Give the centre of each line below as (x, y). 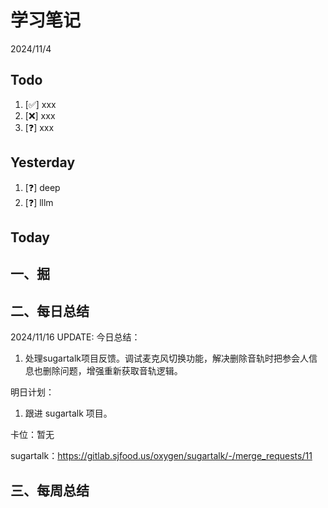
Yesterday (43, 162)
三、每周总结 (50, 490)
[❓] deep (42, 187)
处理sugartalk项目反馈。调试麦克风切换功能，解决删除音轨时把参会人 (166, 358)
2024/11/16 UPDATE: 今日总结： (75, 337)
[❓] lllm (39, 202)
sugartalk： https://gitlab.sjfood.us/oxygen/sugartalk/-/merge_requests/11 (161, 456)
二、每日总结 (50, 311)
